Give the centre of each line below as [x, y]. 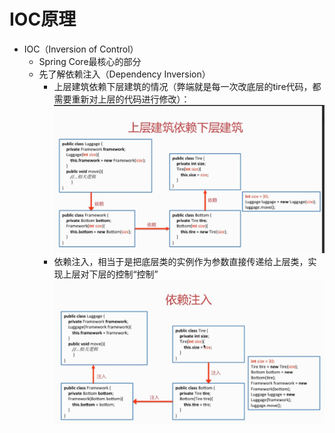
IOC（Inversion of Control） [81, 49]
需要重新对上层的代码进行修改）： [122, 99]
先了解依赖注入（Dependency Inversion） [124, 74]
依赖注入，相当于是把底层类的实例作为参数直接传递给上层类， [181, 261]
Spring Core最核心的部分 [90, 61]
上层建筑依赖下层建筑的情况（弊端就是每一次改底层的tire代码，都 [187, 86]
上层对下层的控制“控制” [110, 274]
